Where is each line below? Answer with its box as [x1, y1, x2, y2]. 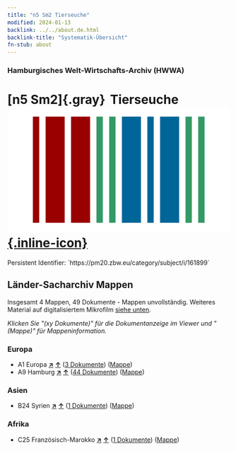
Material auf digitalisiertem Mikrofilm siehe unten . [7, 305, 151, 314]
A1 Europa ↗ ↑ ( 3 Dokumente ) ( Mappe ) [17, 360, 133, 369]
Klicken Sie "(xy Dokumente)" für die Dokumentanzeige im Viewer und [7, 319, 213, 327]
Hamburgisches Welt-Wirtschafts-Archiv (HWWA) [7, 66, 185, 76]
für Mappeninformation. [37, 326, 107, 335]
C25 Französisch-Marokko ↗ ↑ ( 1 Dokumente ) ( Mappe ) [17, 435, 180, 444]
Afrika [7, 419, 30, 429]
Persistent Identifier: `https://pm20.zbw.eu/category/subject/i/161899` [7, 258, 210, 267]
